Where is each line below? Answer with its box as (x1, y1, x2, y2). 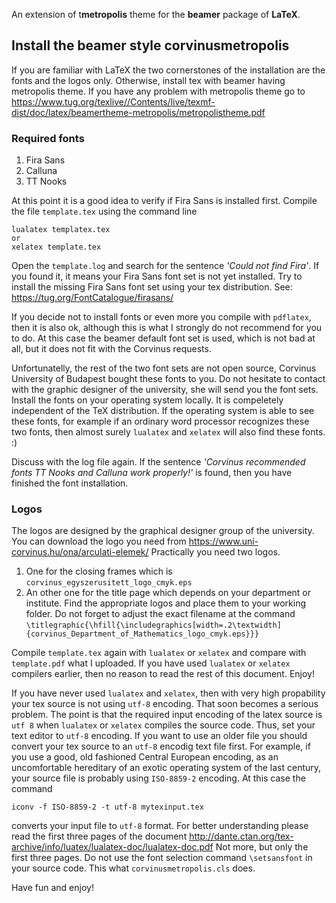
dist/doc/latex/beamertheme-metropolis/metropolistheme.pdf (11, 106, 266, 118)
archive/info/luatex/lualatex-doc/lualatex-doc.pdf (11, 841, 214, 853)
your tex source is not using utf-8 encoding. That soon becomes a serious (11, 698, 319, 710)
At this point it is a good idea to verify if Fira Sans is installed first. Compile (11, 195, 318, 207)
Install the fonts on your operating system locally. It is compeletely (11, 394, 284, 406)
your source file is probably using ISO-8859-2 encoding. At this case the (11, 772, 306, 784)
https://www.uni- (188, 535, 259, 548)
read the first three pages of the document (11, 830, 188, 843)
